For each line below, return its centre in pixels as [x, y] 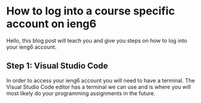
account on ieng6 [51, 24]
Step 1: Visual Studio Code [57, 66]
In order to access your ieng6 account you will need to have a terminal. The [101, 80]
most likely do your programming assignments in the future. [81, 93]
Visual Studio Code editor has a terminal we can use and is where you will [99, 87]
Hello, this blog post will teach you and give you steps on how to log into [97, 40]
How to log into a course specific [90, 11]
